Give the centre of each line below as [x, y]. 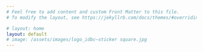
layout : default [27, 34]
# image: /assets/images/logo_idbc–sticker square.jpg [77, 40]
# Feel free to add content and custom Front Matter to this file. [93, 12]
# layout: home [25, 28]
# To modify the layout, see [43, 18]
